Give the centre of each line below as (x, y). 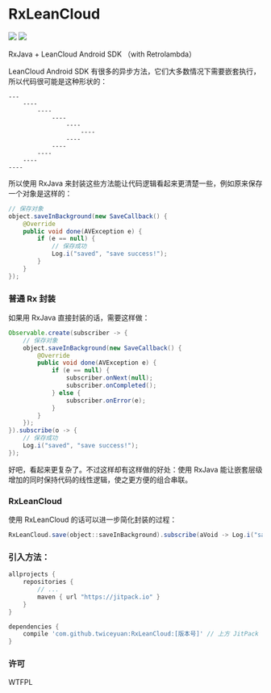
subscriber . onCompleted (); (111, 386)
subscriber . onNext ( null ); (109, 378)
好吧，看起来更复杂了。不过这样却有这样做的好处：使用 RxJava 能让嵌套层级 (135, 469)
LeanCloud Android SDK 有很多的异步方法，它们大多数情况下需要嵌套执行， (134, 71)
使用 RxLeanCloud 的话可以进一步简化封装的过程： (93, 520)
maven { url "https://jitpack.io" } (99, 597)
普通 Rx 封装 (32, 298)
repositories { (48, 582)
